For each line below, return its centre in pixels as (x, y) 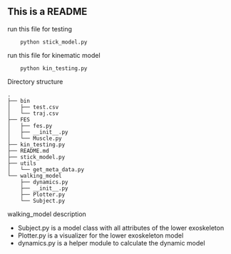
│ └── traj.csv (33, 113)
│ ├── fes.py (30, 126)
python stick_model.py (54, 42)
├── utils (22, 163)
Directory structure (35, 81)
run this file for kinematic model (54, 55)
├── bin (19, 101)
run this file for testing (40, 29)
